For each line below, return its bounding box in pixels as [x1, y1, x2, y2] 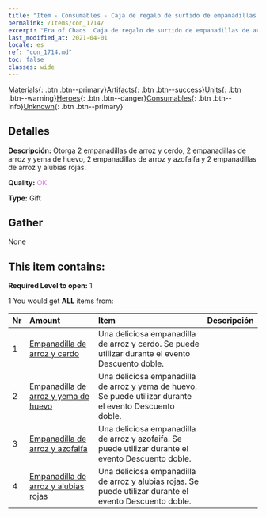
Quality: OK [8, 177, 47, 187]
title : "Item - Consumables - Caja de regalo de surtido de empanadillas [8, 11, 257, 20]
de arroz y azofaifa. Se [97, 433, 182, 444]
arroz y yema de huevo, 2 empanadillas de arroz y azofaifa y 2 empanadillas [8, 154, 257, 163]
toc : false [8, 56, 44, 64]
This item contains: [8, 260, 105, 273]
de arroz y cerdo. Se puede [97, 338, 199, 349]
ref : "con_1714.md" [8, 48, 73, 56]
